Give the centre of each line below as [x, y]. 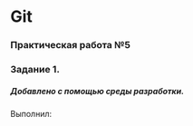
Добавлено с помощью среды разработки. [97, 91]
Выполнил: [31, 114]
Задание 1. [35, 70]
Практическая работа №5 [70, 45]
